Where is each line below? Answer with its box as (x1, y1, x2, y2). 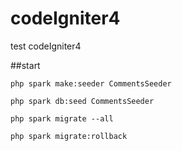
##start (10, 59, 41, 71)
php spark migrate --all (10, 113, 114, 124)
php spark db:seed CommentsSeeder (10, 96, 155, 106)
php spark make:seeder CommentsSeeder (10, 78, 172, 89)
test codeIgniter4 (10, 40, 82, 52)
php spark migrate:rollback (10, 131, 128, 141)
